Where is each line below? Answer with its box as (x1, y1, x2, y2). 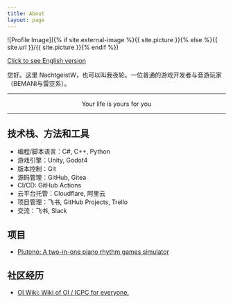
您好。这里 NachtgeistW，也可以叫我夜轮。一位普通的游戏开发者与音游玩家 (7, 71, 222, 79)
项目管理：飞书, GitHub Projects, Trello (17, 198, 128, 206)
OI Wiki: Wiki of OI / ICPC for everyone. (17, 288, 130, 296)
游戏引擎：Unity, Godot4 (17, 156, 88, 165)
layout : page (7, 17, 45, 24)
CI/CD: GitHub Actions (17, 181, 82, 190)
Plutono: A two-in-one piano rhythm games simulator (17, 248, 170, 256)
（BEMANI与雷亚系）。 (7, 79, 71, 87)
